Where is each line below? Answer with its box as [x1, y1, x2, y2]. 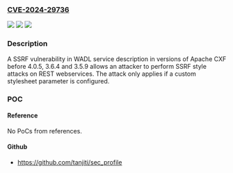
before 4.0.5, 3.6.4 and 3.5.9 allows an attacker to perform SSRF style [7, 62, 207, 70]
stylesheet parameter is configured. [7, 76, 110, 85]
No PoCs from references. [7, 126, 82, 135]
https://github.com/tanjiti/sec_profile [17, 158, 122, 166]
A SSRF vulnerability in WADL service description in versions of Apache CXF [7, 54, 227, 63]
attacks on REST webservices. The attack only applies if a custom [7, 69, 196, 78]
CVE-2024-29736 [7, 5, 70, 15]
